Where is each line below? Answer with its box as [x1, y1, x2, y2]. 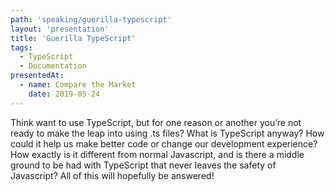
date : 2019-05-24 [28, 89, 101, 99]
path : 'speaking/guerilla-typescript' [10, 14, 172, 25]
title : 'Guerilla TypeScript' [10, 33, 137, 43]
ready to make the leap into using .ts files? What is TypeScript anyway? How [10, 127, 325, 139]
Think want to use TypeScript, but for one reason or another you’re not [10, 116, 302, 128]
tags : [10, 42, 33, 53]
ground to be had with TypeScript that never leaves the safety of [10, 159, 277, 171]
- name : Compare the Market [19, 80, 137, 90]
